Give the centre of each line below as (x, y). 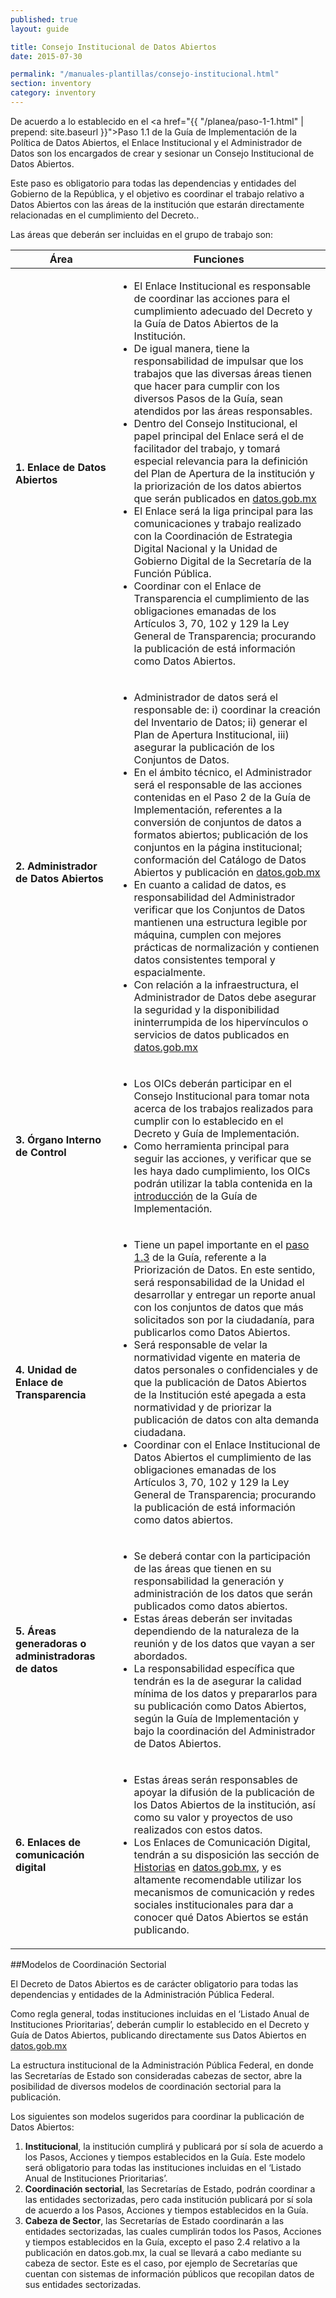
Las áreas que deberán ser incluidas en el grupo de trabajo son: (142, 234)
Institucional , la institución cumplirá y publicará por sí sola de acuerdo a (174, 2146)
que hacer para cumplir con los (206, 386)
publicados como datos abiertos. (210, 1606)
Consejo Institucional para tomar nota (221, 1096)
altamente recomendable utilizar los (217, 1879)
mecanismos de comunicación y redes (224, 1892)
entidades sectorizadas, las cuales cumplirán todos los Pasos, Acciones (173, 2231)
